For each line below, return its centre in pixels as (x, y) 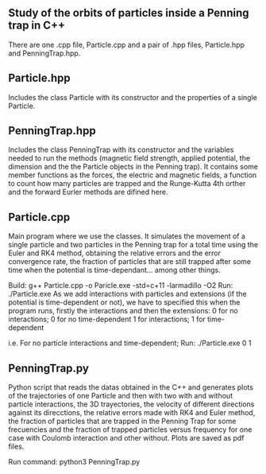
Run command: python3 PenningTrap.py (74, 462)
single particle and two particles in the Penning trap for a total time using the (133, 245)
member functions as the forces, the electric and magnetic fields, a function (133, 175)
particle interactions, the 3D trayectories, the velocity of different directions (131, 404)
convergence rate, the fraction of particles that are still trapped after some (130, 262)
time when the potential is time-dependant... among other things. (114, 270)
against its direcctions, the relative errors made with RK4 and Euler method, (132, 413)
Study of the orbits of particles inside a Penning (129, 13)
